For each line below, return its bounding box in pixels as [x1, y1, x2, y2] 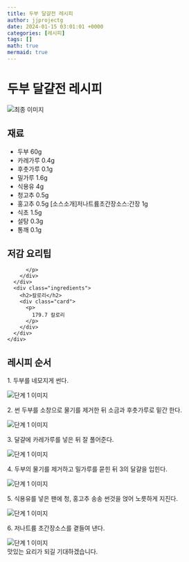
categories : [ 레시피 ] [7, 29, 66, 37]
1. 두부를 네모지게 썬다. [7, 377, 69, 385]
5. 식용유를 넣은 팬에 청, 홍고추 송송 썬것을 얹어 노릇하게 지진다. [7, 495, 179, 503]
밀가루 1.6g [17, 173, 48, 181]
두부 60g [17, 147, 42, 156]
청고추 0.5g [17, 190, 49, 199]
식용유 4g [17, 182, 44, 190]
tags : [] [7, 36, 33, 43]
